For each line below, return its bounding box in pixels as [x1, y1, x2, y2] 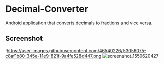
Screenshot [5, 34, 43, 43]
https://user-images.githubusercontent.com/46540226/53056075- [7, 47, 147, 53]
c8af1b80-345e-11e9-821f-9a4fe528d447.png [5, 53, 102, 59]
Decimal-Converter [5, 3, 89, 15]
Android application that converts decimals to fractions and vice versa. [5, 20, 153, 26]
